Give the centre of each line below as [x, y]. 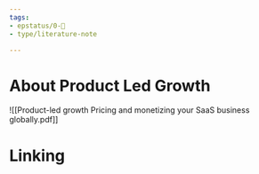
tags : [19, 17]
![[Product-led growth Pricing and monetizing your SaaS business [129, 110]
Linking [37, 155]
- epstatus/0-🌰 [37, 26]
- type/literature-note [53, 34]
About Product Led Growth [110, 86]
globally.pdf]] [34, 120]
